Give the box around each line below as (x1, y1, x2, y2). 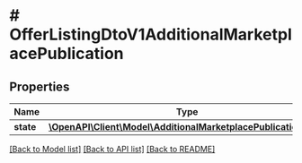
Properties (9, 79, 70, 94)
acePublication (9, 44, 124, 64)
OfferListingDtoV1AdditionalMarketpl (9, 24, 292, 45)
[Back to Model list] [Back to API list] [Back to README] (9, 144, 216, 154)
